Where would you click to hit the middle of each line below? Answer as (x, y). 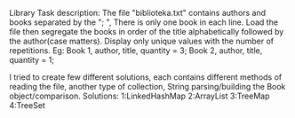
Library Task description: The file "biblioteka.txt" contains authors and (138, 13)
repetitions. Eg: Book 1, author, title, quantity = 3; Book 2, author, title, (136, 51)
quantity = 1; (32, 60)
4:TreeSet (28, 105)
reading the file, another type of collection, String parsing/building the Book (147, 87)
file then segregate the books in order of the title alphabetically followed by (147, 31)
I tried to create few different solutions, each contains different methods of (146, 77)
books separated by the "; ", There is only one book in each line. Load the (144, 22)
